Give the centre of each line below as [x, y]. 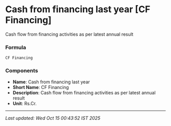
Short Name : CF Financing [41, 87]
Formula [16, 47]
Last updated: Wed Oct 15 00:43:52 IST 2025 [53, 118]
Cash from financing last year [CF [78, 9]
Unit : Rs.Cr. [25, 103]
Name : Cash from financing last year [51, 82]
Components [22, 71]
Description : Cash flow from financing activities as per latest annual [84, 92]
